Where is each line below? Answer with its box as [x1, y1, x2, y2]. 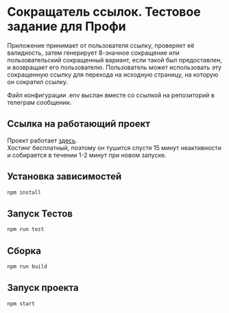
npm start [7, 300, 36, 307]
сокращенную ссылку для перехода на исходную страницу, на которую [7, 70, 219, 79]
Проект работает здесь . [7, 136, 77, 145]
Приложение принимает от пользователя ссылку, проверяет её [7, 41, 195, 49]
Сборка [7, 245, 41, 257]
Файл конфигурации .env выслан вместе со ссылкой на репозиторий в [7, 90, 215, 99]
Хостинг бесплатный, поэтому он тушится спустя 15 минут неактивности [7, 143, 221, 151]
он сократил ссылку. [7, 77, 69, 86]
